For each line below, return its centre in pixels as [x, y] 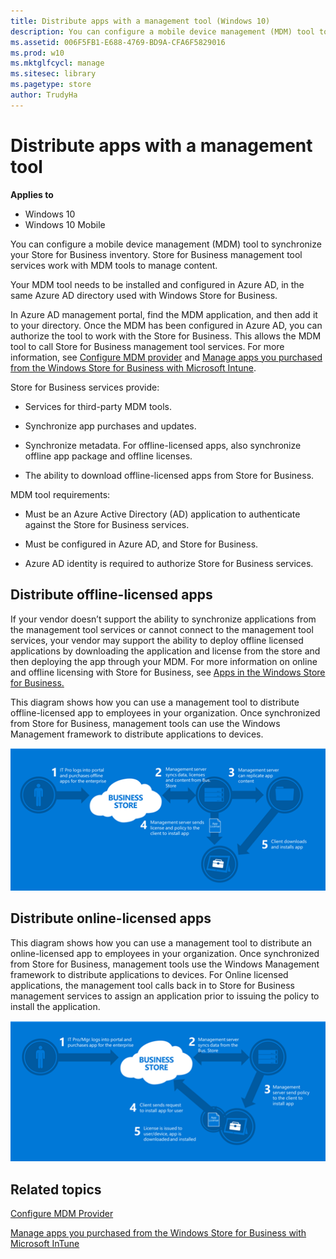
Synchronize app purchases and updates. [110, 426]
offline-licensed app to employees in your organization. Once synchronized [165, 712]
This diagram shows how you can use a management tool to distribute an [161, 942]
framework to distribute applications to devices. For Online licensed [149, 974]
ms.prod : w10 [37, 53]
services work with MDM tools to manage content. [114, 265]
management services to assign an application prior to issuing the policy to [165, 996]
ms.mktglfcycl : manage [57, 63]
